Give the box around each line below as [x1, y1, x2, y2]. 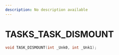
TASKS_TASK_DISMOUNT [5, 28, 114, 40]
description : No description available [5, 7, 88, 12]
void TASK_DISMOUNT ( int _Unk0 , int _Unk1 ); [5, 45, 97, 50]
